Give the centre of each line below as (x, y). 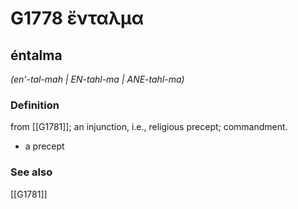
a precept (44, 146)
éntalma (36, 55)
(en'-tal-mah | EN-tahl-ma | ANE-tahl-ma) (97, 79)
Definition (35, 105)
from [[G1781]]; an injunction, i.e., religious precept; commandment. (149, 127)
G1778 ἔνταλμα (77, 18)
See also (31, 172)
